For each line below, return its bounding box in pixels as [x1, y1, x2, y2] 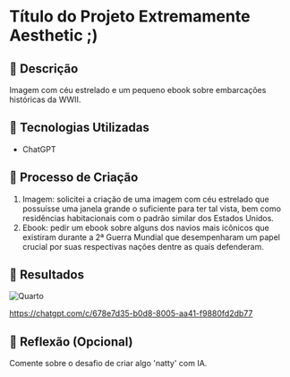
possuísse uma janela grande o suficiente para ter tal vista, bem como [21, 203, 282, 214]
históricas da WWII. [9, 94, 81, 105]
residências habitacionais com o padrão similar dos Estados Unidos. [21, 212, 275, 223]
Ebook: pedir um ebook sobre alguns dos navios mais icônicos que [21, 222, 270, 233]
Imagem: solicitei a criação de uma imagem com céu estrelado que [21, 193, 270, 204]
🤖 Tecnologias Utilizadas [9, 120, 149, 135]
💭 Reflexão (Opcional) [9, 334, 133, 349]
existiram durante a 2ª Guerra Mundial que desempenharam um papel [21, 231, 280, 243]
